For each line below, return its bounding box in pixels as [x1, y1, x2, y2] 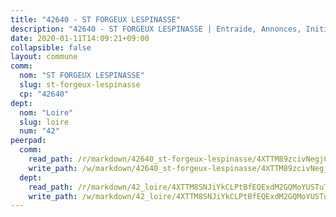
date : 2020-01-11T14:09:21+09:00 [10, 33, 150, 43]
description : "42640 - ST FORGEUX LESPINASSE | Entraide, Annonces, [10, 24, 302, 34]
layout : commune [10, 52, 78, 62]
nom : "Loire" [19, 107, 74, 118]
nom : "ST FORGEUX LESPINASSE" [19, 71, 145, 81]
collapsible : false [10, 42, 92, 53]
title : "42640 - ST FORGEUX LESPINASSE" [10, 14, 182, 25]
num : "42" [19, 126, 60, 136]
